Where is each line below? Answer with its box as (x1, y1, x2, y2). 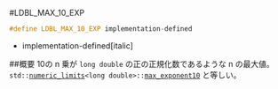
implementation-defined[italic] (21, 40, 133, 51)
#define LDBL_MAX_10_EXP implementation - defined (9, 25, 193, 33)
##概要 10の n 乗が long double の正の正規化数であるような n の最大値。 (9, 58, 274, 69)
